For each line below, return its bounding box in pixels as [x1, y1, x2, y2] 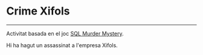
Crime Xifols [6, 4, 70, 18]
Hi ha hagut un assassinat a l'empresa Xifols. [6, 41, 118, 49]
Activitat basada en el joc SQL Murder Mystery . [6, 30, 124, 37]
